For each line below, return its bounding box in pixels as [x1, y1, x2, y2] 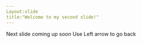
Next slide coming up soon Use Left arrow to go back [6, 30, 136, 37]
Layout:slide [6, 8, 38, 15]
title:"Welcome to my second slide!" [6, 14, 99, 20]
